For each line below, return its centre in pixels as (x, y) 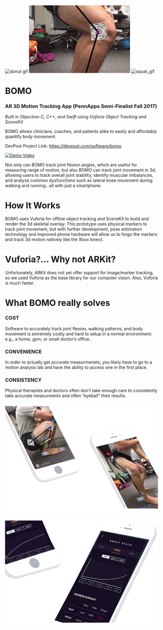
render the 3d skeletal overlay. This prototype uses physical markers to (76, 224)
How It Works (33, 205)
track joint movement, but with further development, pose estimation (73, 229)
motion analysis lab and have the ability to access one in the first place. (76, 367)
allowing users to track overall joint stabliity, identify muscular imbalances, (79, 175)
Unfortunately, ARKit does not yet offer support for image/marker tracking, (79, 273)
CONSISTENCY (24, 380)
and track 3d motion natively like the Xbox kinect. (54, 240)
